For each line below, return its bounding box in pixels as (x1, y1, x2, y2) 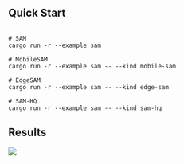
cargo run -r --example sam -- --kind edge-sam (8, 83, 170, 91)
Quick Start (8, 6, 66, 20)
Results (8, 126, 47, 139)
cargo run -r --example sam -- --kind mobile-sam (8, 62, 177, 70)
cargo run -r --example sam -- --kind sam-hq (8, 103, 162, 112)
